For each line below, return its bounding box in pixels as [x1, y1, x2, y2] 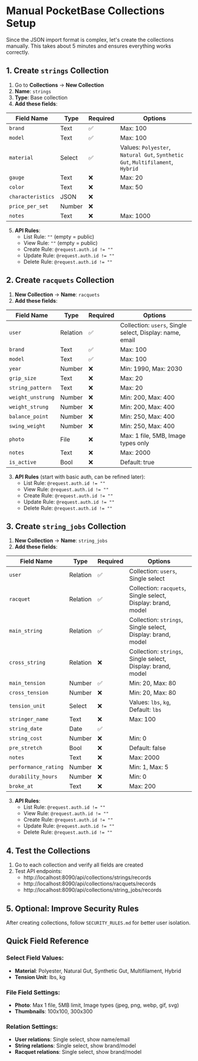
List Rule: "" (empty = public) [23, 233, 94, 240]
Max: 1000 [120, 211, 151, 220]
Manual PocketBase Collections [6, 4, 165, 18]
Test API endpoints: [14, 868, 62, 875]
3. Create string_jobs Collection [6, 521, 127, 531]
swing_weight [9, 422, 46, 429]
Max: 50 [120, 183, 143, 191]
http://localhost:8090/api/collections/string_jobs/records [23, 887, 162, 894]
